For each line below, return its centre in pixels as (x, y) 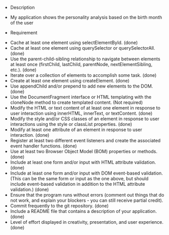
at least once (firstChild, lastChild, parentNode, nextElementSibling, (81, 64)
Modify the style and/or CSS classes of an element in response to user (85, 119)
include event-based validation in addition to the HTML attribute (78, 184)
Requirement (24, 33)
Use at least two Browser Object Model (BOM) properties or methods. (84, 151)
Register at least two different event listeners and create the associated (85, 141)
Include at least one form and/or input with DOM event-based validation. (86, 173)
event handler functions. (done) (44, 146)
